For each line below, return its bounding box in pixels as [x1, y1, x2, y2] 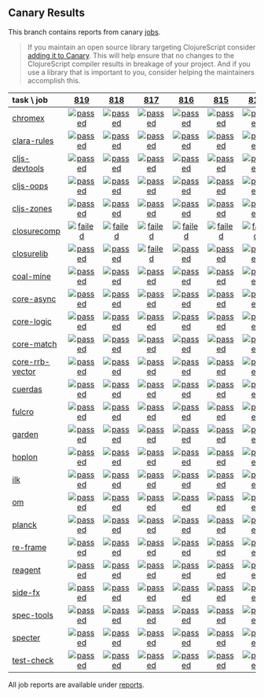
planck [12, 519, 38, 530]
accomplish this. [27, 75, 81, 85]
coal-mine [12, 270, 51, 281]
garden [12, 428, 39, 439]
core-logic [12, 316, 53, 327]
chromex [12, 112, 45, 123]
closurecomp [12, 226, 61, 237]
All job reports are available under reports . [8, 680, 145, 689]
